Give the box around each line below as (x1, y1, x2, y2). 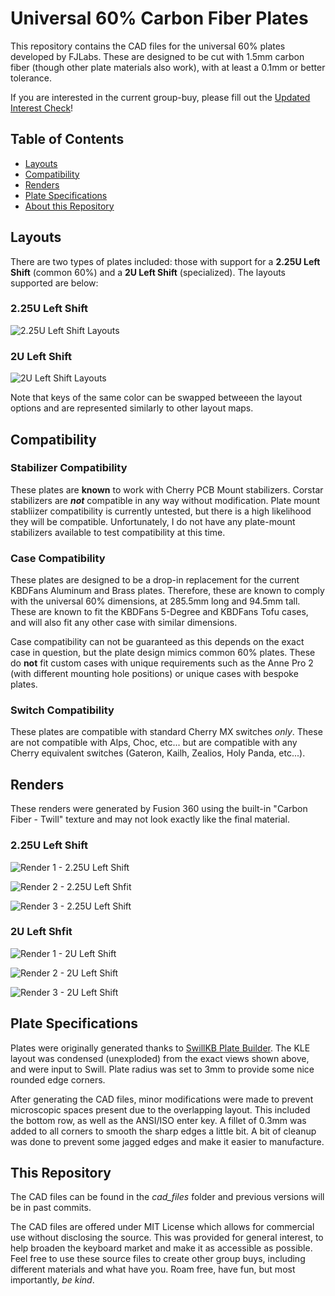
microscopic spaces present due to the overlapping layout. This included (10, 1103, 311, 1116)
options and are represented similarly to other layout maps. (10, 402, 254, 414)
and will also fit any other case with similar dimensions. (10, 617, 238, 629)
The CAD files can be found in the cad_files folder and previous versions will (10, 1191, 325, 1203)
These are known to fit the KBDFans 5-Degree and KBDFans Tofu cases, (10, 606, 309, 618)
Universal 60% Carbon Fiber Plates (10, 7, 309, 30)
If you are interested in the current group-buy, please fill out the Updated (10, 91, 311, 103)
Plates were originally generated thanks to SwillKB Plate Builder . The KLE (10, 1042, 311, 1054)
